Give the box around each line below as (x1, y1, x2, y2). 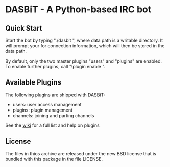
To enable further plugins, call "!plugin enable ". (5, 64, 106, 69)
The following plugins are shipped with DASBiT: (5, 92, 105, 98)
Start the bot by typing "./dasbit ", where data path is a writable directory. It (5, 37, 163, 43)
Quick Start (5, 24, 42, 33)
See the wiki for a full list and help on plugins (5, 122, 100, 128)
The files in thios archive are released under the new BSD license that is (5, 150, 157, 156)
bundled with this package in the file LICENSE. (5, 156, 103, 162)
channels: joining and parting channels (12, 112, 94, 118)
